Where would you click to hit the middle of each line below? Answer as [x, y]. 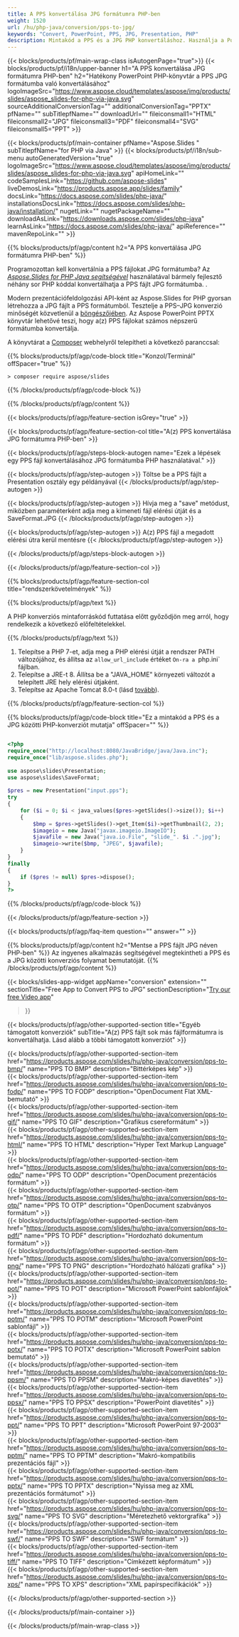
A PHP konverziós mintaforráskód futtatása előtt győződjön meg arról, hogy [118, 617]
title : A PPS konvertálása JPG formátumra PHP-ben [84, 14]
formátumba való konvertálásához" [59, 83]
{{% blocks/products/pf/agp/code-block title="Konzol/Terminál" [101, 356]
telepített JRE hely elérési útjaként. [68, 682]
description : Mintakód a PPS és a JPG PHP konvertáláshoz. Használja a [116, 41]
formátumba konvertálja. [43, 328]
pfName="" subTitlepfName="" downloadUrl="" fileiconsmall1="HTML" [112, 114]
